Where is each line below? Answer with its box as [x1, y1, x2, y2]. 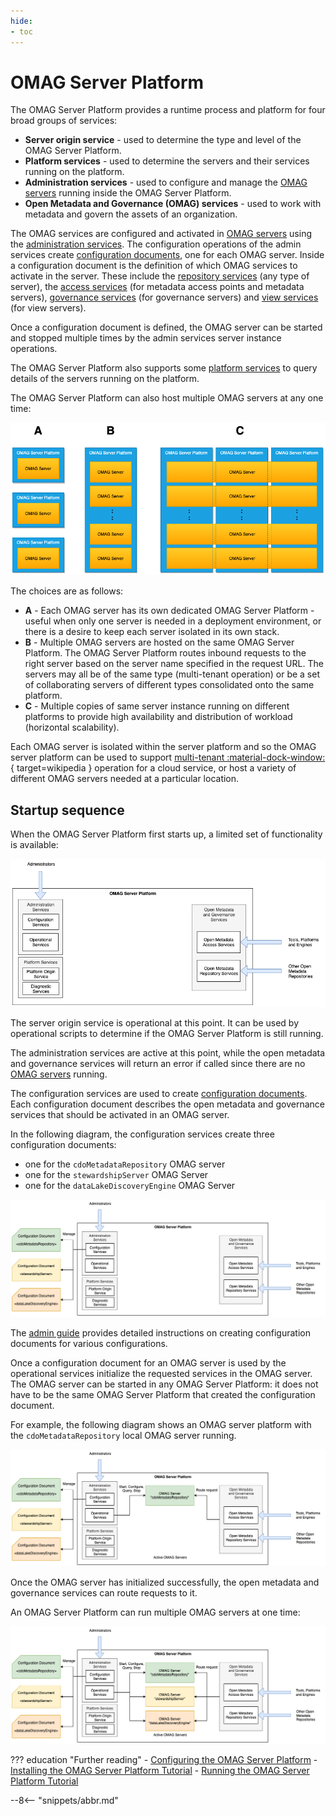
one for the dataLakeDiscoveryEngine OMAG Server [24, 1180, 236, 1192]
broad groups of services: [10, 115, 118, 127]
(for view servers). [10, 302, 87, 314]
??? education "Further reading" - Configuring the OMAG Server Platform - [10, 1753, 318, 1765]
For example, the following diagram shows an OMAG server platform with [10, 1418, 312, 1430]
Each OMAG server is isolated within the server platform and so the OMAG [10, 741, 317, 753]
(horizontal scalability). [24, 721, 120, 734]
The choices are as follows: [10, 585, 124, 597]
